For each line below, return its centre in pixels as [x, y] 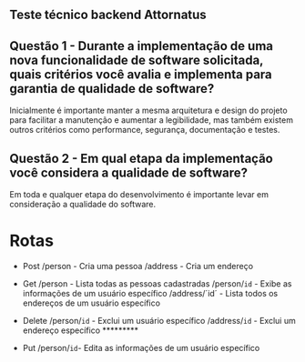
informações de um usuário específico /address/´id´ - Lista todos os [150, 293]
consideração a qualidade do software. [83, 205]
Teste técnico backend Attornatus [108, 15]
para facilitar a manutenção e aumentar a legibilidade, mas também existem [152, 120]
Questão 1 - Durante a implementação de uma [142, 46]
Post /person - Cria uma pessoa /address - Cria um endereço [137, 266]
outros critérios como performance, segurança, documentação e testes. [145, 130]
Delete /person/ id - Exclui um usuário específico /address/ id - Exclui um [159, 320]
